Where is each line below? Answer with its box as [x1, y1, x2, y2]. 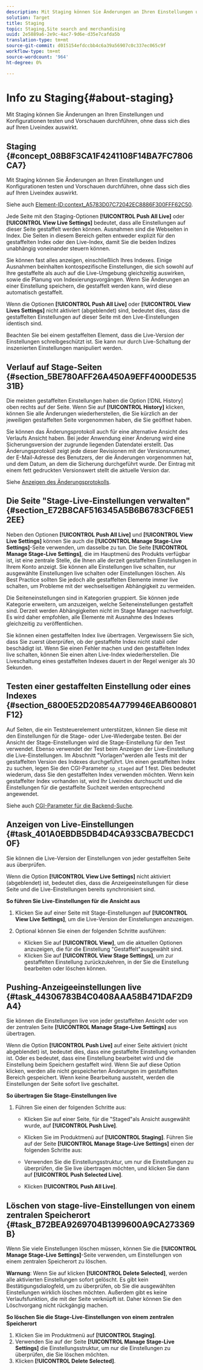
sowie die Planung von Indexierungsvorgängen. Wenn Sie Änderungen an [6, 276, 190, 283]
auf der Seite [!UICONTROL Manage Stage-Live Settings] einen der [24, 1140, 195, 1148]
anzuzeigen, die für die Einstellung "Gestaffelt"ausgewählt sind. [24, 945, 183, 953]
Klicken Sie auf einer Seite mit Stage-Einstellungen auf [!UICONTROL [14, 909, 188, 916]
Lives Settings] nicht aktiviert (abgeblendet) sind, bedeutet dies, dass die [6, 307, 190, 314]
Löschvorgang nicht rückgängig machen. [6, 1302, 109, 1309]
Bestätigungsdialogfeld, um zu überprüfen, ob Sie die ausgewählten [6, 1282, 176, 1290]
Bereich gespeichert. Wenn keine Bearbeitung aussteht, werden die [6, 1074, 175, 1081]
